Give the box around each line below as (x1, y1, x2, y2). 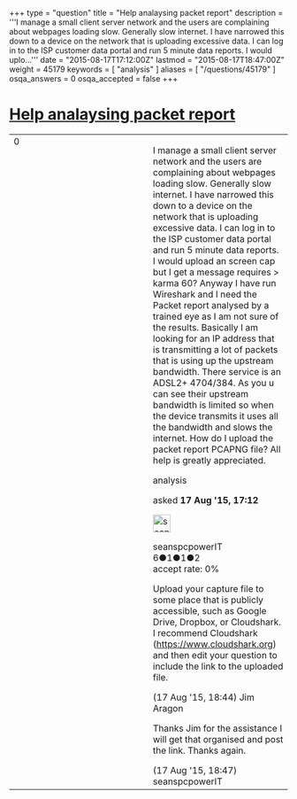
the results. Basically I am (153, 321, 259, 333)
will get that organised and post (153, 733, 284, 745)
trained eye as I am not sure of (153, 310, 279, 322)
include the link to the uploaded (153, 660, 284, 672)
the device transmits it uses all (153, 409, 278, 422)
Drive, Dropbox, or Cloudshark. (153, 616, 281, 628)
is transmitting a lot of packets (153, 343, 278, 355)
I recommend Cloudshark (153, 626, 258, 639)
